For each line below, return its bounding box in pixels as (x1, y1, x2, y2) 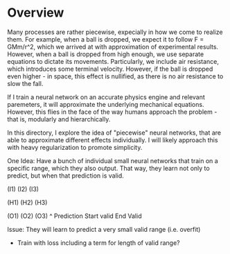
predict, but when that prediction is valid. (7, 171, 125, 180)
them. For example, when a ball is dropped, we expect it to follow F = (7, 35, 204, 43)
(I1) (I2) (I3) (7, 185, 39, 193)
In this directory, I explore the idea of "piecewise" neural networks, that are (7, 128, 222, 137)
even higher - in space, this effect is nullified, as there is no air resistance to (7, 71, 224, 81)
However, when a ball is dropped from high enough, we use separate (7, 50, 204, 58)
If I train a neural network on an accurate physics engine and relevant (7, 92, 206, 101)
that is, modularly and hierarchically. (7, 115, 111, 123)
